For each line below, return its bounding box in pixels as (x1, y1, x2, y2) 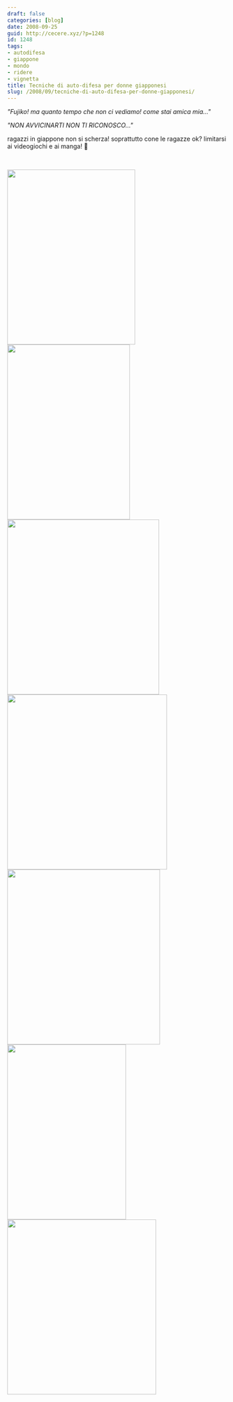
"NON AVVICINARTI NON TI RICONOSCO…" (7, 121, 134, 129)
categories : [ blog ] (7, 17, 64, 24)
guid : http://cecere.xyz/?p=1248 (7, 29, 105, 37)
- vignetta (7, 75, 39, 83)
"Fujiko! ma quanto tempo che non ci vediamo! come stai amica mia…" (7, 108, 211, 116)
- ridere (7, 69, 33, 76)
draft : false (7, 10, 45, 17)
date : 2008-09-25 (7, 23, 58, 30)
